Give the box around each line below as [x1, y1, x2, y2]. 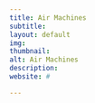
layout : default [9, 30, 71, 39]
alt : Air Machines [9, 55, 79, 64]
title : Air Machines [9, 13, 88, 23]
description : [9, 64, 59, 73]
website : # [9, 72, 51, 81]
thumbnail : [9, 47, 51, 56]
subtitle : [9, 22, 47, 31]
